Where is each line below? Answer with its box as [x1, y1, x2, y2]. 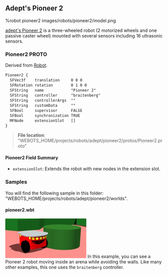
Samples [5, 178, 27, 185]
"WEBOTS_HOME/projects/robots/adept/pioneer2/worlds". [5, 195, 128, 202]
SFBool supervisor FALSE [10, 108, 82, 113]
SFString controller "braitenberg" [10, 93, 101, 98]
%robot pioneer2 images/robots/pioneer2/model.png [5, 17, 116, 23]
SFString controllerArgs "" [10, 98, 76, 103]
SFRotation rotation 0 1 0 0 [10, 83, 87, 88]
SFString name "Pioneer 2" [10, 88, 96, 93]
